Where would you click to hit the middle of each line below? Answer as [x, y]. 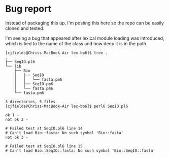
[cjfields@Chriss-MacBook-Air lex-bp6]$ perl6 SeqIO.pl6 [67, 106]
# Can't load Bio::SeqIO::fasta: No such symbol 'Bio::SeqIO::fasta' [80, 150]
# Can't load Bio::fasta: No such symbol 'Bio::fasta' [64, 133]
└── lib [13, 66]
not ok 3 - [17, 137]
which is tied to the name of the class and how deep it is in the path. [76, 43]
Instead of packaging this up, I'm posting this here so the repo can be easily [84, 23]
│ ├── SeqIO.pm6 [34, 84]
